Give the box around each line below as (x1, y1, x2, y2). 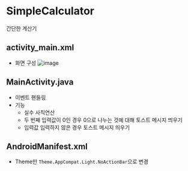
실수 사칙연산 (23, 109, 55, 116)
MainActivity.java (6, 77, 74, 88)
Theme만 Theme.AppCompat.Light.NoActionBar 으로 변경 (14, 158, 149, 166)
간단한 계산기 (6, 25, 37, 32)
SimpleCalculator (6, 4, 95, 18)
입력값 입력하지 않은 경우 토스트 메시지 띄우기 (23, 124, 130, 131)
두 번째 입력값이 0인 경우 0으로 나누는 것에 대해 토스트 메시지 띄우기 (23, 116, 183, 124)
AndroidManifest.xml (6, 141, 88, 151)
